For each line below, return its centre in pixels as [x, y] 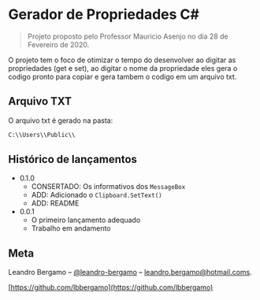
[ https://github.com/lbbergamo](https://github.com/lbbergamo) [111, 287]
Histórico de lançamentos [73, 159]
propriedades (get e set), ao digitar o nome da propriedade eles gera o [123, 68]
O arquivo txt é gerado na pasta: [61, 120]
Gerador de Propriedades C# [104, 15]
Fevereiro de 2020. [58, 44]
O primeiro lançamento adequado [86, 220]
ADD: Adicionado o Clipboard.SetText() [97, 195]
